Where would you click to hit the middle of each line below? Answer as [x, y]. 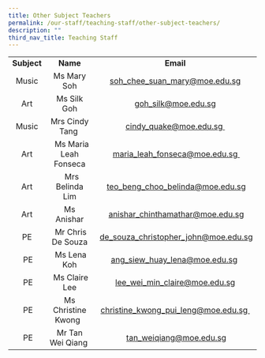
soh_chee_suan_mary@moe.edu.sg [175, 81]
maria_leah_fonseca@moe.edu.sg [175, 154]
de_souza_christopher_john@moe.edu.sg [176, 237]
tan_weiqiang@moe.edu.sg [176, 338]
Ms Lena [71, 255]
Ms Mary [70, 76]
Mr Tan [69, 333]
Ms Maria [71, 145]
